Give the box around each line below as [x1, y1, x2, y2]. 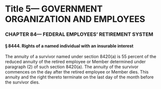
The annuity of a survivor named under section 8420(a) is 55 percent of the [5, 54, 157, 59]
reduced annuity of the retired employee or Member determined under [5, 59, 146, 65]
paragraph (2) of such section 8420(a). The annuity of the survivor [5, 64, 139, 70]
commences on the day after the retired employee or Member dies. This [5, 69, 149, 75]
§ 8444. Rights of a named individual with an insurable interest [5, 43, 134, 49]
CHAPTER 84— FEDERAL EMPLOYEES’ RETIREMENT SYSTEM [5, 31, 154, 38]
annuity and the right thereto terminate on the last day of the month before [5, 74, 154, 80]
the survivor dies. [5, 79, 40, 85]
